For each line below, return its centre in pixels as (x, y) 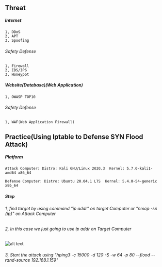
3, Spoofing (17, 41)
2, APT (12, 36)
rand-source (18, 260)
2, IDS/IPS (16, 70)
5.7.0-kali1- (139, 169)
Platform (14, 157)
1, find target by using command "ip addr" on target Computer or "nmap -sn (81, 209)
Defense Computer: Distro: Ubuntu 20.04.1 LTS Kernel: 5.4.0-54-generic (81, 182)
